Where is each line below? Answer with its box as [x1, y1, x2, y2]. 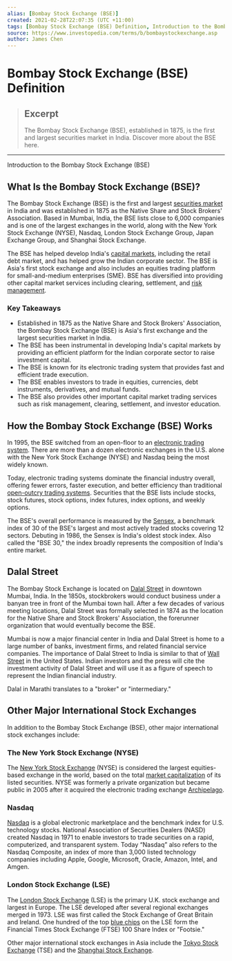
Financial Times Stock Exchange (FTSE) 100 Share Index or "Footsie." [7, 925, 205, 933]
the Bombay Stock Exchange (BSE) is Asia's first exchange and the [17, 327, 208, 335]
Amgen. [7, 863, 30, 871]
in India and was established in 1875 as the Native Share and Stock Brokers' [7, 206, 222, 214]
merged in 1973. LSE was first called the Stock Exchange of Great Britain [7, 910, 213, 919]
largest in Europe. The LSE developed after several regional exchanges [7, 903, 209, 911]
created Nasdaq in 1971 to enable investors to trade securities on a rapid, [7, 833, 214, 841]
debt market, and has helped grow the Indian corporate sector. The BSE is [7, 257, 217, 265]
